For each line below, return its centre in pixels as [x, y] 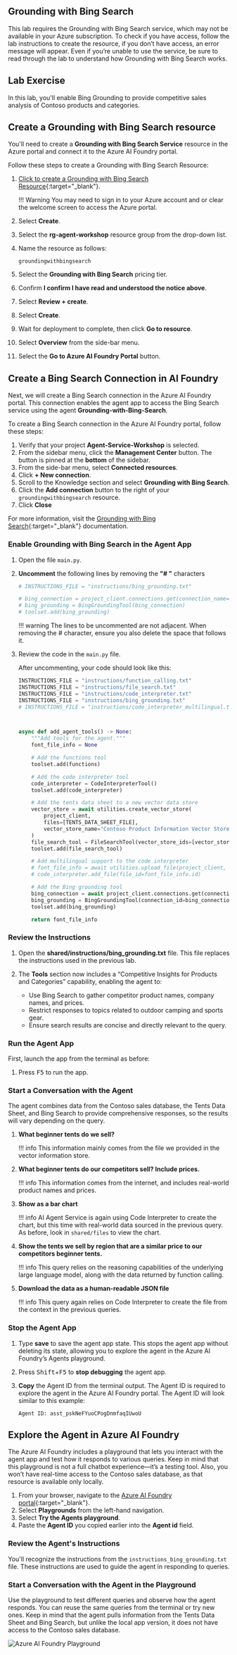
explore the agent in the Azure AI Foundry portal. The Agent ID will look [121, 1393]
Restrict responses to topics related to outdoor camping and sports [126, 1010]
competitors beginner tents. [60, 1254]
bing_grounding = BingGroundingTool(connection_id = [108, 900]
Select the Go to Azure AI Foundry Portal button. [89, 356]
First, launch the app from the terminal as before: [79, 1058]
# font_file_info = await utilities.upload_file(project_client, [129, 868]
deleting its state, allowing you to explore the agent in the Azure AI [114, 1351]
